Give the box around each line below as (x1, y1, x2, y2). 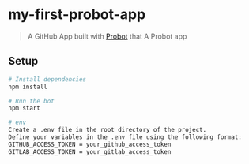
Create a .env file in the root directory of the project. (8, 126, 207, 134)
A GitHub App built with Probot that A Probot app (27, 32, 187, 41)
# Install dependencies (8, 75, 87, 84)
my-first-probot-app (8, 6, 146, 24)
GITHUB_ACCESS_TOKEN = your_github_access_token (8, 140, 172, 148)
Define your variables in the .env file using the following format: (8, 133, 243, 141)
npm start (8, 104, 41, 112)
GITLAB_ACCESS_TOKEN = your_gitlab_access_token (8, 147, 172, 155)
